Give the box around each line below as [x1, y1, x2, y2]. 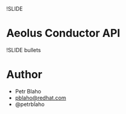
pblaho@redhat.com [15, 94, 67, 101]
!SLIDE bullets [6, 46, 41, 53]
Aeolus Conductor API [6, 27, 121, 40]
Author [6, 68, 42, 81]
